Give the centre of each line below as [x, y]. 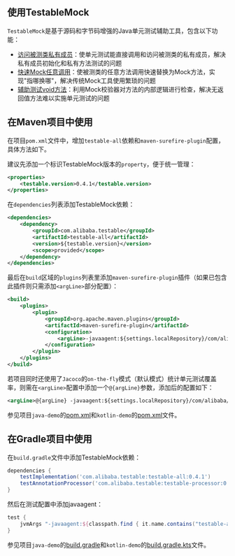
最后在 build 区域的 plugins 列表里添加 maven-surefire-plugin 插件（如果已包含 [117, 278]
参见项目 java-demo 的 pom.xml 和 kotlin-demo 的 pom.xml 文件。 [94, 415]
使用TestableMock [48, 13]
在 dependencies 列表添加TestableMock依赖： [71, 204]
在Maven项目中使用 [50, 122]
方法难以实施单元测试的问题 [70, 98]
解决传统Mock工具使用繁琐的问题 [108, 80]
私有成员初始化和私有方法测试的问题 [70, 63]
